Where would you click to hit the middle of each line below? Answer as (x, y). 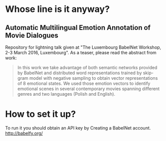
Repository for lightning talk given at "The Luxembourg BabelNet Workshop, (83, 47)
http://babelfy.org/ (24, 133)
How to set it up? (41, 114)
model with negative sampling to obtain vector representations (93, 78)
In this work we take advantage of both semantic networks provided (87, 68)
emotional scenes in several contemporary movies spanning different (88, 89)
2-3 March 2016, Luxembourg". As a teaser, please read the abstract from (81, 53)
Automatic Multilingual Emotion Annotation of (78, 28)
